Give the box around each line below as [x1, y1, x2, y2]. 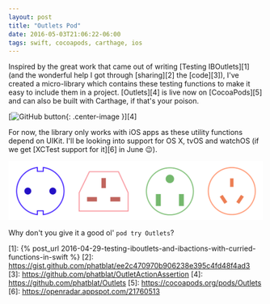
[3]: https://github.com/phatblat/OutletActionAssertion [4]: [8, 269, 204, 279]
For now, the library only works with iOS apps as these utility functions [8, 128, 243, 137]
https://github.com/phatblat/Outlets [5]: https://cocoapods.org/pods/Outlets [8, 277, 262, 287]
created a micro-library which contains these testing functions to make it [8, 79, 251, 89]
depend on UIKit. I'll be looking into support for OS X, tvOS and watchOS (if [8, 136, 259, 146]
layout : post [8, 13, 53, 21]
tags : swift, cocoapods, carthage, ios [8, 39, 143, 47]
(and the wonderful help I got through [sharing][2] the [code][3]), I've [8, 70, 240, 80]
